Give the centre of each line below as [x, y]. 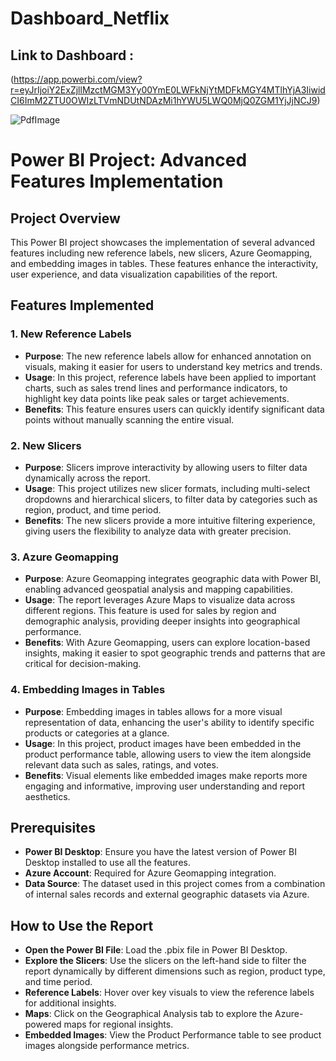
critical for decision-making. [83, 664]
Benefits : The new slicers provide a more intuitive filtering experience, [170, 520]
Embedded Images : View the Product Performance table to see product [173, 1035]
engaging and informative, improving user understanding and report [165, 786]
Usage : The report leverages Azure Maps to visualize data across [160, 600]
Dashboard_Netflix [90, 18]
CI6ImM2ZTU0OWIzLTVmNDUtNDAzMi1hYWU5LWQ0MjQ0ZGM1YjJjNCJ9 [164, 100]
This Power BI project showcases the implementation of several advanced [163, 242]
